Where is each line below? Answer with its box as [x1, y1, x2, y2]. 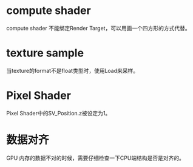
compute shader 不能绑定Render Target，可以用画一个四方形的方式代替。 [6, 24, 191, 32]
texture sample [6, 46, 84, 60]
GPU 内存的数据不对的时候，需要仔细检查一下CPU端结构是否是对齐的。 [6, 154, 185, 162]
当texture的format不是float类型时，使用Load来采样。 [6, 67, 139, 74]
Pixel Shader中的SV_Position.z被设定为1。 [6, 109, 111, 117]
